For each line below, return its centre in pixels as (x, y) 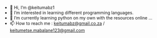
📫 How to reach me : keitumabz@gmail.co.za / (57, 23)
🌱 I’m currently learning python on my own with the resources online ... (81, 18)
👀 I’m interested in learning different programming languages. (71, 13)
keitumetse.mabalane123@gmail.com (47, 30)
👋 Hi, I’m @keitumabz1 (32, 8)
